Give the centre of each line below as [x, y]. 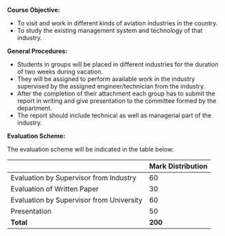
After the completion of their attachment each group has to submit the [116, 93]
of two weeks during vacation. [60, 72]
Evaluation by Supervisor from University [76, 200]
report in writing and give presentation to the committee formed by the [117, 101]
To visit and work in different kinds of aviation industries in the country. [117, 23]
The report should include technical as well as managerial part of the [114, 115]
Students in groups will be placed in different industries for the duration [118, 64]
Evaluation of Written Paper [55, 189]
